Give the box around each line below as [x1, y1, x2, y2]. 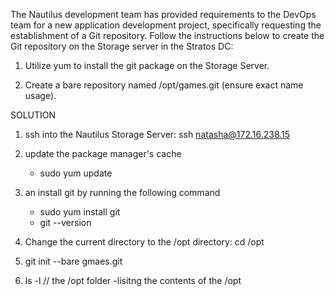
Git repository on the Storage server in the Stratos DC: [10, 40, 234, 52]
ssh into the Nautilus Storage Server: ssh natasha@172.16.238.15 [24, 129, 291, 140]
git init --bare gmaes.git [24, 255, 123, 267]
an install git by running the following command [24, 187, 221, 198]
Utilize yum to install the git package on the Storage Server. [24, 60, 270, 71]
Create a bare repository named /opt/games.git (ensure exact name [24, 79, 304, 91]
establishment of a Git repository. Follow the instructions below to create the [10, 30, 325, 41]
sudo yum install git [39, 206, 121, 218]
